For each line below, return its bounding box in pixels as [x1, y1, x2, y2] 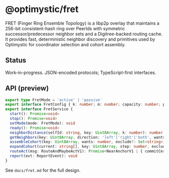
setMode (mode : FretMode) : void [10, 121, 75, 126]
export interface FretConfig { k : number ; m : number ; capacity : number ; [5, 102, 161, 107]
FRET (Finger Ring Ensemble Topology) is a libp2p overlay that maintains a [5, 20, 160, 26]
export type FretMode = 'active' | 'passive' [5, 97, 102, 103]
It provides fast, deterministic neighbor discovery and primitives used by [5, 36, 155, 42]
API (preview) [5, 84, 49, 93]
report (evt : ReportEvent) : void [10, 153, 78, 159]
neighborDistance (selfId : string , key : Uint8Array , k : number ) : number [10, 130, 163, 135]
